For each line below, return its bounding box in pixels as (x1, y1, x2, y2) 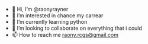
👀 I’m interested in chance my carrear (11, 12, 104, 19)
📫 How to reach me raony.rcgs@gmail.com (11, 32, 118, 38)
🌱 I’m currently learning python (11, 18, 88, 25)
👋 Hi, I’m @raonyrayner (11, 6, 69, 12)
